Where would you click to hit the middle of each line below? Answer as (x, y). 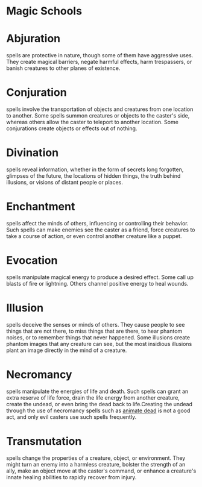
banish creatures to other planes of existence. (63, 68)
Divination (33, 153)
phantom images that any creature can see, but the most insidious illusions (99, 344)
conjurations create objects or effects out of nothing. (72, 128)
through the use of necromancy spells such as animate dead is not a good (98, 410)
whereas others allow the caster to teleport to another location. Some (93, 122)
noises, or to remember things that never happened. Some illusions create (98, 337)
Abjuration (33, 39)
